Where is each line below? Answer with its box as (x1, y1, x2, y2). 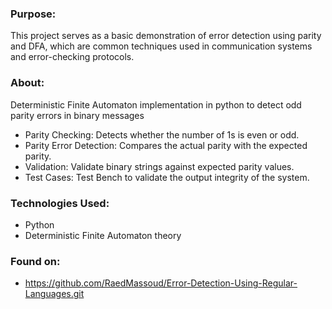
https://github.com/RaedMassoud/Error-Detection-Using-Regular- (24, 277, 298, 289)
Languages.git (24, 288, 85, 300)
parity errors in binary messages (10, 109, 145, 121)
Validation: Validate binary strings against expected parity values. (24, 160, 295, 172)
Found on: (10, 254, 61, 268)
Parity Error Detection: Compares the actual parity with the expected (24, 139, 308, 151)
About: (10, 76, 45, 90)
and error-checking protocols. (10, 51, 135, 63)
